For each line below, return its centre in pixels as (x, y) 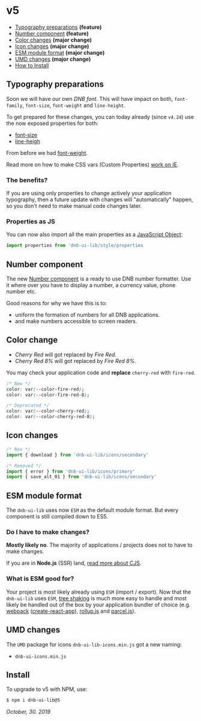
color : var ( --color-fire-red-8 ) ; (48, 395)
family (14, 106)
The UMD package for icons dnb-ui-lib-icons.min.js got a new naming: (94, 644)
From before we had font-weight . (47, 153)
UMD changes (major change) (53, 59)
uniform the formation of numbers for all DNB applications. (87, 315)
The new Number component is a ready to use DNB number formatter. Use (99, 279)
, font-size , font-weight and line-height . (74, 105)
